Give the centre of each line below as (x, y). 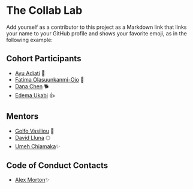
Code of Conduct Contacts (57, 165)
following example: (29, 40)
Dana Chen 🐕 (32, 86)
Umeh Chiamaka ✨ (37, 146)
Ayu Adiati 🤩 (30, 73)
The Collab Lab (44, 10)
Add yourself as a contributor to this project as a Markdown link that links (96, 27)
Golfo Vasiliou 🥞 (34, 131)
